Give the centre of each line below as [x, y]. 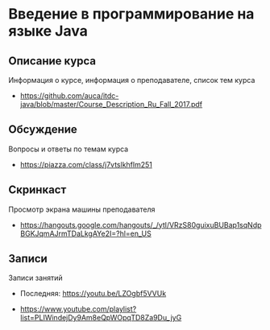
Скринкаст [37, 190]
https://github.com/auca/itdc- [69, 96]
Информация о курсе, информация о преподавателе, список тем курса [132, 80]
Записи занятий [35, 278]
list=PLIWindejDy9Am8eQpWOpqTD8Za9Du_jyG [101, 318]
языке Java [48, 31]
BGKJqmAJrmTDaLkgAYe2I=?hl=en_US [85, 233]
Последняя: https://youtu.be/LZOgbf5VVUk [93, 294]
